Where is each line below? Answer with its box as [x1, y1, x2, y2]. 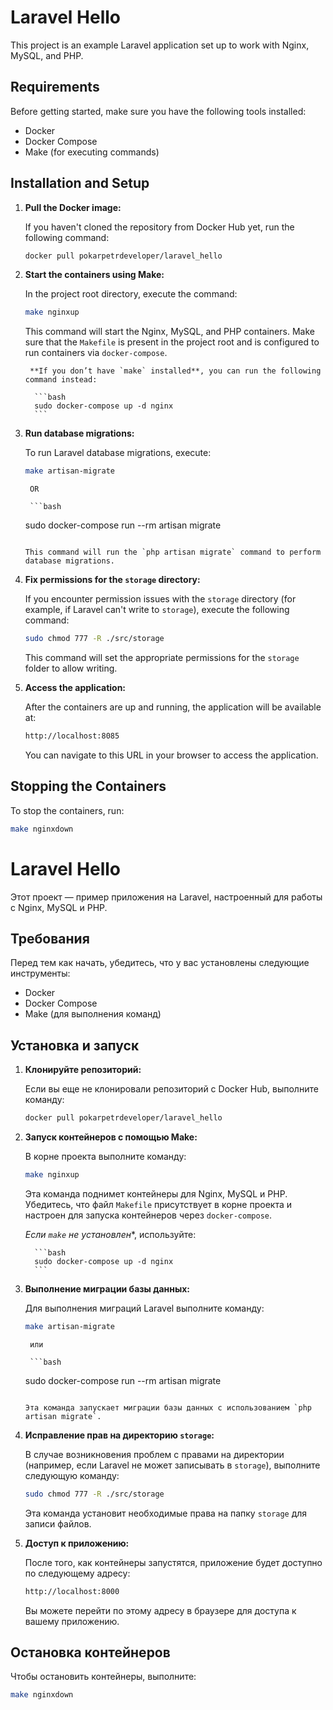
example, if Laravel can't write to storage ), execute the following [24, 604, 290, 616]
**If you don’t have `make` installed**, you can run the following [29, 366, 322, 376]
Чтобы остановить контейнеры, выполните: [10, 1671, 197, 1683]
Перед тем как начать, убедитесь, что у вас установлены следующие [10, 957, 310, 969]
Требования [10, 930, 90, 947]
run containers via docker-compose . [24, 347, 168, 359]
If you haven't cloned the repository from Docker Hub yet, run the [24, 221, 295, 233]
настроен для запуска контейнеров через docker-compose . [24, 1209, 273, 1221]
